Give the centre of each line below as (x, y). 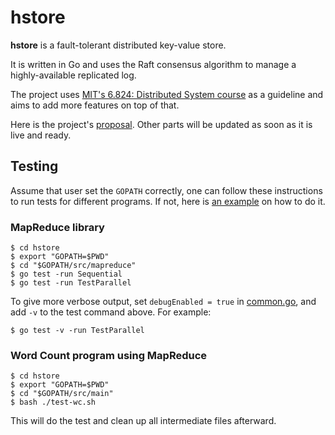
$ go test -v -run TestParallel (77, 331)
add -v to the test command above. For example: (111, 312)
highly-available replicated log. (73, 75)
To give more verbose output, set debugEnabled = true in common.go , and (163, 302)
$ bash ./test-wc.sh (53, 402)
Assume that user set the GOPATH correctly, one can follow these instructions (166, 190)
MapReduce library (57, 227)
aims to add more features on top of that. (95, 105)
